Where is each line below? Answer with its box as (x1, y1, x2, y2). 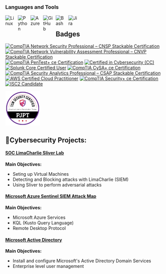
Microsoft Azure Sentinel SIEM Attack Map (5, 193, 97, 200)
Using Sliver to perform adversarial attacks (12, 181, 102, 188)
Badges (56, 29, 80, 38)
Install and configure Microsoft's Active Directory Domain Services (12, 258, 151, 264)
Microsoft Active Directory (5, 237, 62, 243)
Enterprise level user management (12, 263, 84, 269)
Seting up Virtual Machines (12, 171, 69, 177)
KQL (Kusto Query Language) (12, 219, 74, 226)
